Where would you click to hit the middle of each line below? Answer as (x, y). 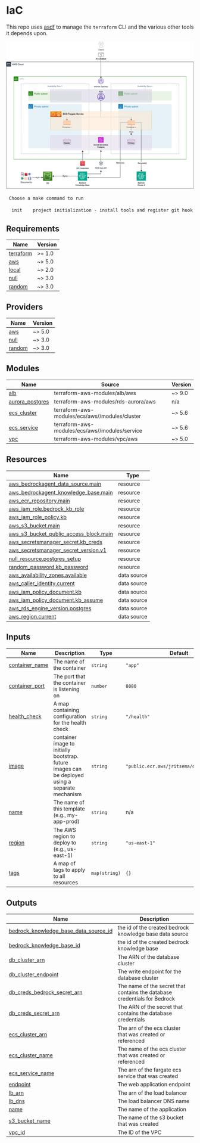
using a (62, 782)
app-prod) (66, 821)
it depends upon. (27, 33)
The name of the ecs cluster (152, 1049)
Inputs (18, 637)
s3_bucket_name (29, 1120)
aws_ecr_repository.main (39, 501)
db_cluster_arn (27, 960)
